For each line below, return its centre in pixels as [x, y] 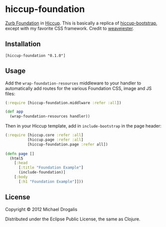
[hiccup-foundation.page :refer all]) [68, 144]
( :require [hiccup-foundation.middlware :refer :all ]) [63, 103]
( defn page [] [20, 153]
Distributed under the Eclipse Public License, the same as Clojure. [73, 219]
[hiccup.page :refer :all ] [55, 140]
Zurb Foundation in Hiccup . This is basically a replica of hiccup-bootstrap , [82, 23]
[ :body [21, 177]
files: [10, 93]
